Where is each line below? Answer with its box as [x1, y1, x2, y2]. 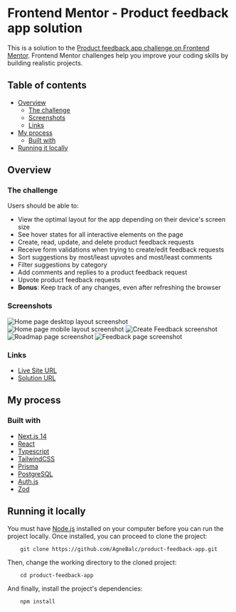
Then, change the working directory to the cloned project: [7, 558, 177, 567]
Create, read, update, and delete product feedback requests [17, 238, 194, 247]
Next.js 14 [17, 431, 48, 440]
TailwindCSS [17, 454, 55, 463]
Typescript [17, 446, 50, 456]
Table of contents [7, 80, 87, 92]
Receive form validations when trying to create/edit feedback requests [17, 245, 225, 254]
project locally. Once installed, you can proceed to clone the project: [7, 532, 208, 540]
